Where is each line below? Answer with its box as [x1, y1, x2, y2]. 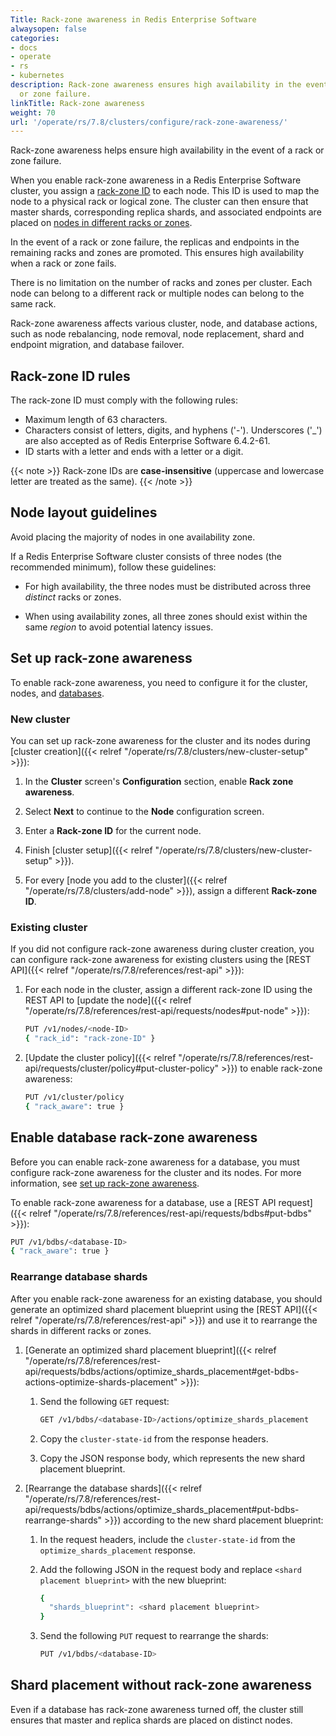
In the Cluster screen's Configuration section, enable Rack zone [24, 775, 294, 787]
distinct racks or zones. [24, 591, 122, 603]
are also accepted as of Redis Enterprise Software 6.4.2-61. [24, 435, 271, 447]
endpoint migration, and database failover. [10, 339, 185, 351]
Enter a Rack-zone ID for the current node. [24, 824, 202, 836]
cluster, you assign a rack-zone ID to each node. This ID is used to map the [10, 185, 320, 197]
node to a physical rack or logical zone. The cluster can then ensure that [10, 196, 309, 208]
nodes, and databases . [10, 687, 105, 699]
